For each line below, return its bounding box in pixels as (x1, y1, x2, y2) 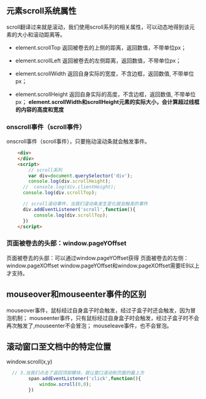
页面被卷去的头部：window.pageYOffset (6, 239, 127, 248)
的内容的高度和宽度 (15, 106, 64, 113)
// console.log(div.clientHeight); (22, 184, 116, 190)
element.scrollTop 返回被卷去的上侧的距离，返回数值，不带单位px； (15, 43, 187, 51)
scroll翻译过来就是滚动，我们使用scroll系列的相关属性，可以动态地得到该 (6, 23, 190, 31)
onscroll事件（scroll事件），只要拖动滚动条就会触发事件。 (6, 138, 150, 145)
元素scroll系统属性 (6, 6, 77, 17)
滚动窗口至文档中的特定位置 (6, 341, 112, 352)
